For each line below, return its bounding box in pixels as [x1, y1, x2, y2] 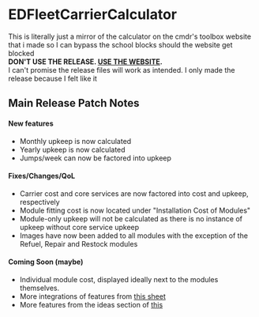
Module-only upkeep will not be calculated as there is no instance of [19, 213, 243, 223]
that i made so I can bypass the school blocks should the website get [8, 40, 233, 49]
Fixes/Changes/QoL [8, 172, 76, 181]
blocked [8, 48, 35, 58]
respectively [19, 197, 61, 206]
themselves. [19, 283, 60, 292]
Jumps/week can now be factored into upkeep [19, 153, 172, 163]
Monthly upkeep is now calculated [19, 136, 132, 145]
